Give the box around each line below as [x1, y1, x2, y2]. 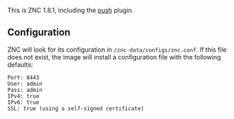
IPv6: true [7, 98, 40, 106]
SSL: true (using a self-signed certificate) [7, 105, 144, 112]
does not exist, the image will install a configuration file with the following [7, 52, 221, 61]
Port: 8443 [7, 74, 40, 81]
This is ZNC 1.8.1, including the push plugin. [7, 6, 134, 14]
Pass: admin [7, 86, 43, 93]
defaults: [7, 60, 33, 69]
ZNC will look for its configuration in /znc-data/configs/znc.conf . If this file [7, 45, 227, 54]
